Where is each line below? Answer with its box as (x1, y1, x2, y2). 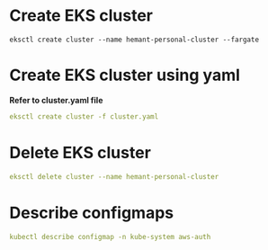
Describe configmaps (9, 202, 174, 223)
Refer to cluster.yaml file (9, 94, 103, 105)
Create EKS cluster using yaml (9, 65, 241, 85)
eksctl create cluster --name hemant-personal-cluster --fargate (9, 35, 259, 44)
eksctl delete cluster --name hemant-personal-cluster (9, 172, 219, 181)
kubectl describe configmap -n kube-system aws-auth (9, 232, 211, 241)
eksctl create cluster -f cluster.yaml (9, 112, 159, 121)
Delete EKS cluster (9, 142, 151, 163)
